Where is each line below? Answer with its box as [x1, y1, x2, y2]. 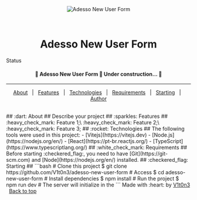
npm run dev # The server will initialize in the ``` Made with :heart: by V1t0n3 [6, 181, 191, 188]
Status [6, 57, 22, 64]
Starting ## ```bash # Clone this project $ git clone [6, 162, 127, 170]
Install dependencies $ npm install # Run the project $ [49, 175, 179, 182]
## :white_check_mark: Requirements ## [89, 144, 188, 151]
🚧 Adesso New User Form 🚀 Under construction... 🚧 [35, 70, 162, 77]
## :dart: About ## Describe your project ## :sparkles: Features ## [6, 113, 168, 120]
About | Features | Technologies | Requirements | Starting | [13, 89, 181, 96]
